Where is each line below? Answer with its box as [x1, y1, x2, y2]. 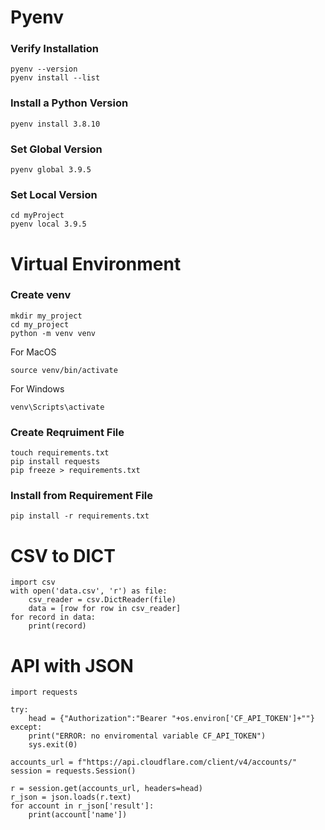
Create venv [10, 288, 72, 302]
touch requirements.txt [10, 448, 110, 458]
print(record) [28, 621, 87, 631]
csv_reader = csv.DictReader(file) [28, 595, 177, 605]
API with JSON [10, 654, 134, 677]
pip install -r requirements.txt [10, 511, 150, 521]
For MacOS [10, 346, 57, 358]
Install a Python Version [10, 96, 129, 110]
